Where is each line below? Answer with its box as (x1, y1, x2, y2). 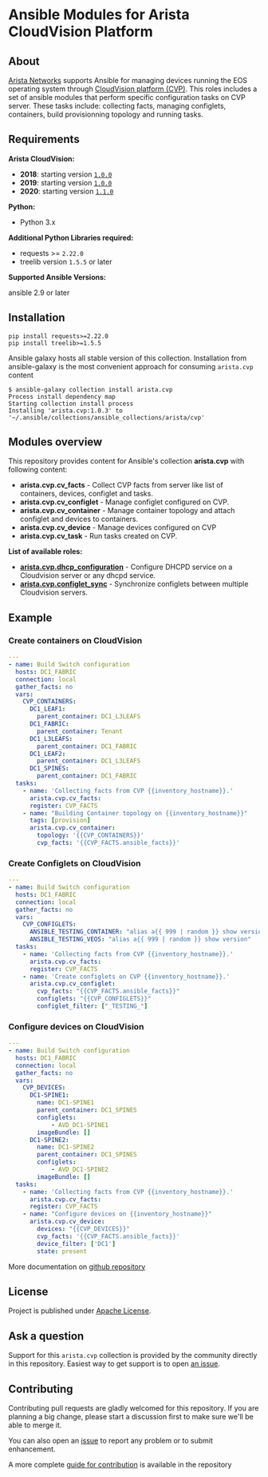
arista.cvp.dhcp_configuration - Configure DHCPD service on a (19, 562, 233, 572)
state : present (37, 1247, 88, 1256)
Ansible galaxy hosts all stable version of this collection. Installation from (8, 353, 247, 363)
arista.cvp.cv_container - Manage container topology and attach (19, 506, 235, 516)
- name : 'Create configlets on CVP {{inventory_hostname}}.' (22, 973, 230, 981)
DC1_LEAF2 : (29, 750, 66, 758)
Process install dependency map (8, 392, 116, 400)
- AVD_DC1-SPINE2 (50, 1165, 109, 1174)
